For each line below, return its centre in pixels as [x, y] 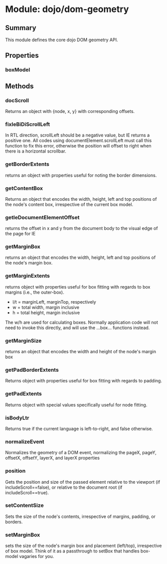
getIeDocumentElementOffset [42, 217]
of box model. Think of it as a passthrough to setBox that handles [72, 551]
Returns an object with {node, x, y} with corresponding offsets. [70, 111]
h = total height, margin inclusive [46, 313]
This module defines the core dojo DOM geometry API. [62, 40]
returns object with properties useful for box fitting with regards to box [78, 287]
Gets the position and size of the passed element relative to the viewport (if [83, 482]
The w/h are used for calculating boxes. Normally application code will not [82, 322]
